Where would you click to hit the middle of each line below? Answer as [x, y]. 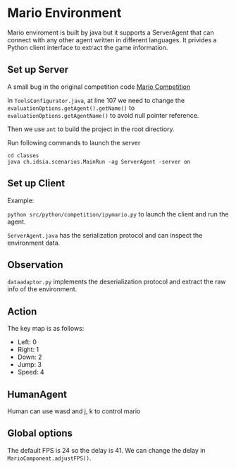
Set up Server [38, 69]
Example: [21, 200]
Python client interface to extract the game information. [88, 47]
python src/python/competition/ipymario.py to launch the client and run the [118, 214]
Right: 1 [28, 350]
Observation [35, 265]
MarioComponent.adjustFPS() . [49, 458]
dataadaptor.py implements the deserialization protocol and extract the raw [117, 282]
